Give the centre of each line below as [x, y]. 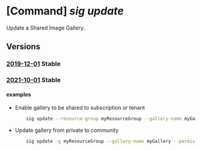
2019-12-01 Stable [34, 64]
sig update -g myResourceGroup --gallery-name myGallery [99, 142]
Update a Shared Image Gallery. [46, 28]
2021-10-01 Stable [34, 80]
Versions [23, 47]
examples [19, 94]
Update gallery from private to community [67, 130]
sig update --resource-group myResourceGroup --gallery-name [104, 119]
